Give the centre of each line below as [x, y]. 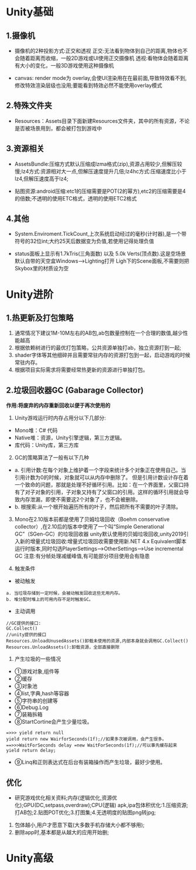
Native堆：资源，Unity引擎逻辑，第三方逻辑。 [70, 438]
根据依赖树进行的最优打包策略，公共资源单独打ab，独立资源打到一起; [98, 348]
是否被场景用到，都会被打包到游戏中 [58, 128]
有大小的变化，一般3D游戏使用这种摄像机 [64, 66]
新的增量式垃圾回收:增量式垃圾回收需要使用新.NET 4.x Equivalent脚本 [103, 541]
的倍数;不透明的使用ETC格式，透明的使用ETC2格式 [76, 198]
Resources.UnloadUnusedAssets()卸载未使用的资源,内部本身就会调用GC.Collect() [97, 641]
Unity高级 [30, 858]
